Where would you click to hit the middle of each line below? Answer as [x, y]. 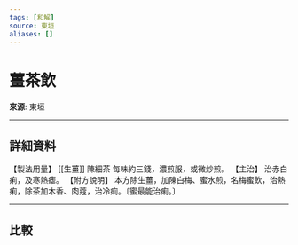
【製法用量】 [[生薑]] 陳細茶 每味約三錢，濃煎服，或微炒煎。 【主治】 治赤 [145, 169]
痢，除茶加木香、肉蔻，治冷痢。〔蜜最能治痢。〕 [94, 191]
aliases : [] [31, 34]
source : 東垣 [32, 26]
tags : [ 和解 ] [32, 17]
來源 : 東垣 [27, 107]
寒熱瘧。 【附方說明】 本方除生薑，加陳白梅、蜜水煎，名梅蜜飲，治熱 [159, 180]
